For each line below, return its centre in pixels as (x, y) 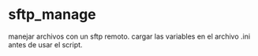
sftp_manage (52, 15)
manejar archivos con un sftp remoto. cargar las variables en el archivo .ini (129, 36)
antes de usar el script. (45, 44)
